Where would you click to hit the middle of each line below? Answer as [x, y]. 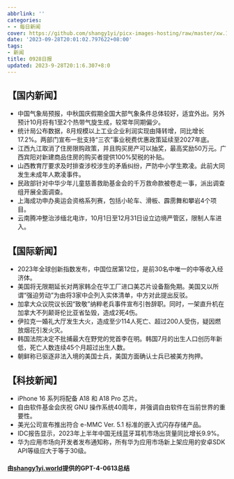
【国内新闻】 [35, 96]
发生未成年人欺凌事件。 [51, 174]
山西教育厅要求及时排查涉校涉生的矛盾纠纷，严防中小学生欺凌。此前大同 [121, 166]
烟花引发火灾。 [45, 330]
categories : [24, 20]
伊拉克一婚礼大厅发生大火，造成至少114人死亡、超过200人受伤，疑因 [116, 321]
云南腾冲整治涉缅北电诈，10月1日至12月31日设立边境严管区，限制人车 [116, 218]
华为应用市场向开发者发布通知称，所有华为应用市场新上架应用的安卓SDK [121, 442]
